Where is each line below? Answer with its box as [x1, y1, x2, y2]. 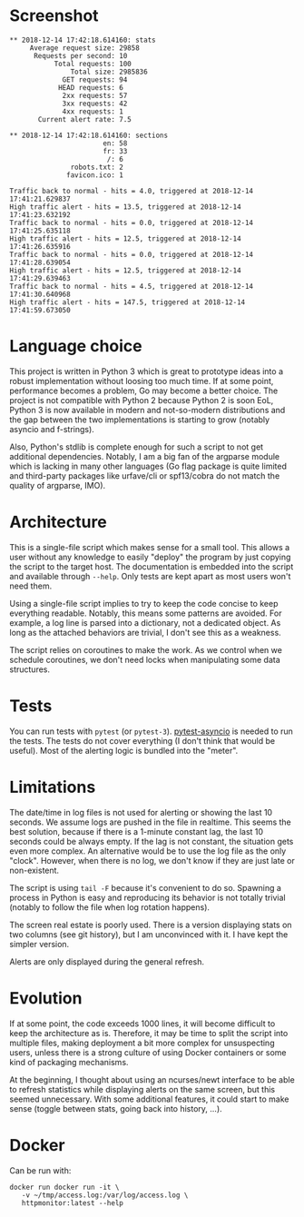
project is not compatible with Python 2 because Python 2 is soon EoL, [9, 394, 274, 405]
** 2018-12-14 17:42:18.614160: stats [9, 35, 156, 45]
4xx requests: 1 [62, 106, 124, 116]
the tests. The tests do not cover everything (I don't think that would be [9, 735, 276, 746]
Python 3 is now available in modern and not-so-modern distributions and [9, 404, 286, 415]
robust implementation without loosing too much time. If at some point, [9, 375, 274, 386]
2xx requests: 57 [62, 91, 128, 100]
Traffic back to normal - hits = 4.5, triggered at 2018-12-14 [9, 282, 254, 291]
